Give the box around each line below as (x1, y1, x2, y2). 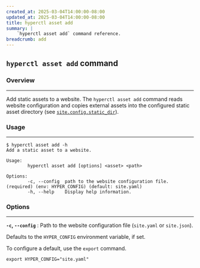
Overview (6, 76, 35, 85)
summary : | (6, 25, 33, 32)
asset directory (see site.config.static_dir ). (6, 108, 119, 115)
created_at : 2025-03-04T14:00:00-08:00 (6, 8, 105, 15)
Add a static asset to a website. (6, 147, 92, 153)
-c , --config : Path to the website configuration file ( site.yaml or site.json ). (6, 222, 193, 229)
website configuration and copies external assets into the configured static (6, 102, 190, 109)
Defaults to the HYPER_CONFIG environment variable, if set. (6, 233, 146, 241)
